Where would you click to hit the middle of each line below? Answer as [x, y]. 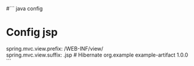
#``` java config [24, 9]
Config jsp [32, 32]
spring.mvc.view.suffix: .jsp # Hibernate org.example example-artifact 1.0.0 [97, 55]
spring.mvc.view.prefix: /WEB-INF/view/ [55, 48]
